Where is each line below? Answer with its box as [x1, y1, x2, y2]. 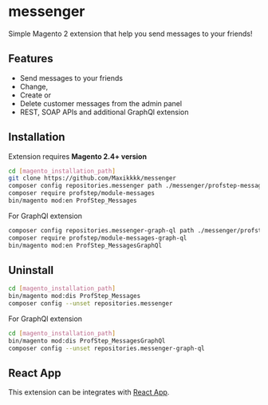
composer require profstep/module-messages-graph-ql [8, 234, 187, 242]
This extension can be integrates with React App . [8, 387, 170, 397]
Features [8, 52, 53, 66]
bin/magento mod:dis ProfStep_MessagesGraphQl [8, 336, 166, 345]
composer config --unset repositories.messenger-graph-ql [8, 344, 205, 352]
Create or [19, 90, 52, 100]
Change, [19, 81, 49, 91]
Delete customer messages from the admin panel [19, 98, 182, 108]
